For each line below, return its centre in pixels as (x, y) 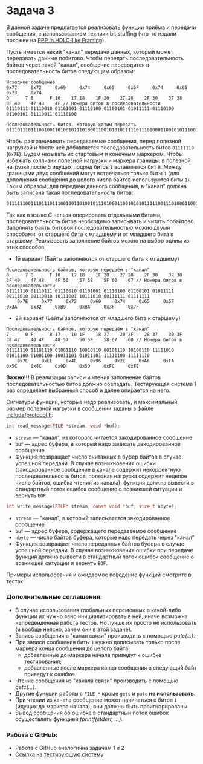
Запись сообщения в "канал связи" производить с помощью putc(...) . (105, 635)
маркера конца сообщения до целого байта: (72, 648)
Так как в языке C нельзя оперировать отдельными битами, (84, 215)
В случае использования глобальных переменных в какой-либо (98, 610)
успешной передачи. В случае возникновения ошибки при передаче (104, 550)
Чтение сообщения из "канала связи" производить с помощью (97, 681)
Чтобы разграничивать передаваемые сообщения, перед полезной (94, 141)
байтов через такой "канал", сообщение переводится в (78, 65)
